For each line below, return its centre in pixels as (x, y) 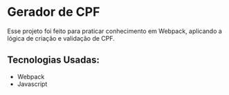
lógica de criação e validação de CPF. (61, 38)
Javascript (32, 84)
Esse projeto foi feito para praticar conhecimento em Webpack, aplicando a (115, 31)
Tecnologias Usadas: (54, 60)
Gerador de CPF (54, 12)
